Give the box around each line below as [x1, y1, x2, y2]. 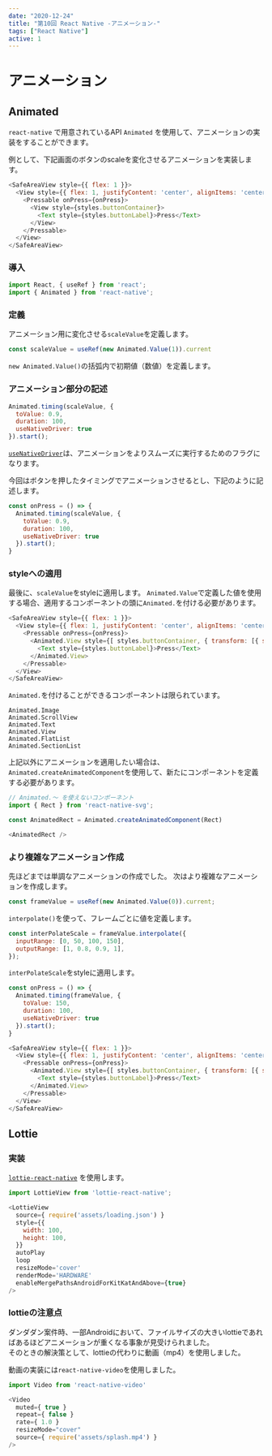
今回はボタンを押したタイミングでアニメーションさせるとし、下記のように [8, 476, 257, 485]
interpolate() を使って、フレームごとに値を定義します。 [8, 913, 196, 923]
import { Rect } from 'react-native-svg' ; [8, 801, 154, 810]
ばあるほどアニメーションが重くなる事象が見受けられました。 [8, 1337, 215, 1347]
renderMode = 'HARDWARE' [15, 1271, 92, 1279]
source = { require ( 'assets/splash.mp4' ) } [15, 1433, 158, 1441]
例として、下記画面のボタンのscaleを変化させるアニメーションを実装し [8, 155, 245, 165]
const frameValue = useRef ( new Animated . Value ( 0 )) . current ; [8, 898, 216, 906]
